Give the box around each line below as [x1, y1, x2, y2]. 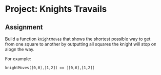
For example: [5, 56, 32, 62]
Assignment [5, 23, 43, 31]
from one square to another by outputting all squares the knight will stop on [5, 41, 157, 47]
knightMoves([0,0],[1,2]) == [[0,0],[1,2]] [5, 65, 95, 70]
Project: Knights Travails [5, 3, 107, 15]
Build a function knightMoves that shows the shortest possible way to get [5, 36, 151, 42]
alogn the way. [5, 47, 35, 52]
